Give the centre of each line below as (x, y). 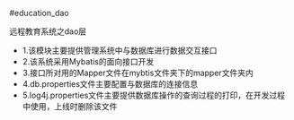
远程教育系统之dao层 (48, 31)
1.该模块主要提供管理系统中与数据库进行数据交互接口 (120, 50)
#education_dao (39, 13)
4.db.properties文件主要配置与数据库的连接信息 (110, 84)
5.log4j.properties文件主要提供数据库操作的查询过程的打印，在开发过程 (154, 95)
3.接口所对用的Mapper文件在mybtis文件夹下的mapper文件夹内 (138, 73)
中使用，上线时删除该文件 (70, 106)
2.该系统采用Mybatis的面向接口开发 (88, 61)
